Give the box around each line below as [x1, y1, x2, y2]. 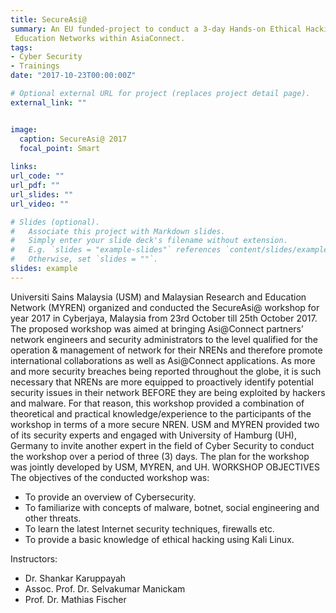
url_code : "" [10, 171, 65, 181]
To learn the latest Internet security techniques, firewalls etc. [24, 522, 275, 535]
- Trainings [10, 61, 60, 71]
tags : [10, 42, 33, 53]
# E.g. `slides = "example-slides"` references [10, 245, 222, 255]
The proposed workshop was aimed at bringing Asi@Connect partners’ [10, 322, 304, 335]
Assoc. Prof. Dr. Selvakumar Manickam [24, 582, 186, 595]
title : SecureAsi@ [10, 14, 87, 25]
